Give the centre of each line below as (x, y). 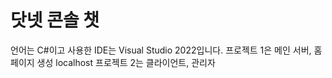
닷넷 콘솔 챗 (55, 20)
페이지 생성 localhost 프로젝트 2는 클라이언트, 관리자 (113, 62)
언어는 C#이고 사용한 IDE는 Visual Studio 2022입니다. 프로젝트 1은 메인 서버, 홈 (166, 50)
